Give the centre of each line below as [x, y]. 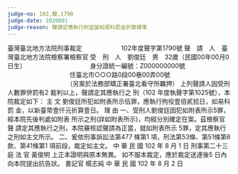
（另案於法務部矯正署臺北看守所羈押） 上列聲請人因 [144, 84]
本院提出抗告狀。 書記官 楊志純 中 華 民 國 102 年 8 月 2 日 [98, 163]
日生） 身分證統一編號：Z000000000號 [97, 66]
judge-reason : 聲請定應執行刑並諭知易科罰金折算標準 [77, 27]
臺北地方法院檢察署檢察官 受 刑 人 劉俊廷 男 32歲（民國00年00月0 [121, 57]
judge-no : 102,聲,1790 [40, 14]
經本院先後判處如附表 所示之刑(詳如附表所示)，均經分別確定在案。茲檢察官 [117, 119]
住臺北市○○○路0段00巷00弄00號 [120, 75]
